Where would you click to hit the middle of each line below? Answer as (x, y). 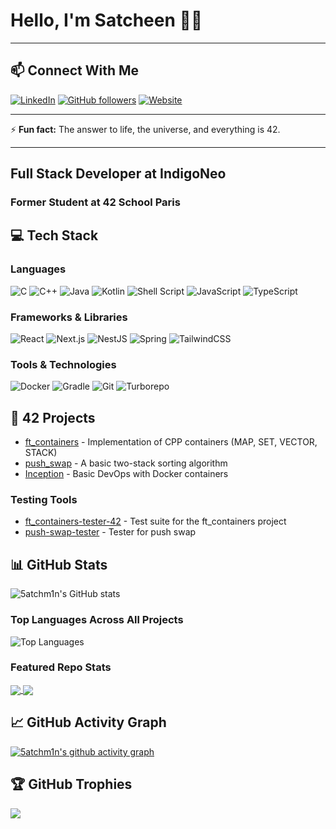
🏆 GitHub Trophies (71, 784)
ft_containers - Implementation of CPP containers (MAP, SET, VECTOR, (171, 442)
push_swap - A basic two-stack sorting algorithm (126, 463)
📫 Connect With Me (75, 70)
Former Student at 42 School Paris (95, 202)
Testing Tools (44, 500)
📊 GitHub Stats (59, 564)
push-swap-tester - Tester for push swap (110, 532)
